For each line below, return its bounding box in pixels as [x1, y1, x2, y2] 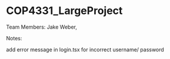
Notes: [6, 34, 22, 41]
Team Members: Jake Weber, [6, 23, 78, 30]
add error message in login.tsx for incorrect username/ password [6, 46, 165, 53]
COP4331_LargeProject [6, 4, 123, 18]
